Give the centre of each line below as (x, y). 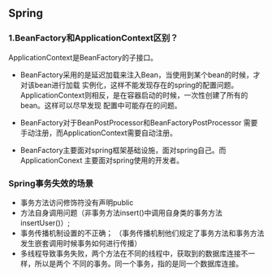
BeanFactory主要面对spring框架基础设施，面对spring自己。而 (123, 150)
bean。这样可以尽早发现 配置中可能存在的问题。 (101, 105)
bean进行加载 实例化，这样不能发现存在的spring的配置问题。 (136, 85)
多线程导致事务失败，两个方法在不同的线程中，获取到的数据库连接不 (134, 253)
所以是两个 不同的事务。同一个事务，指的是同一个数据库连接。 (139, 263)
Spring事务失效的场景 (51, 183)
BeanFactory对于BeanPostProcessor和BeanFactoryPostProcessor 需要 (139, 122)
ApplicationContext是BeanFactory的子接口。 (83, 57)
